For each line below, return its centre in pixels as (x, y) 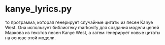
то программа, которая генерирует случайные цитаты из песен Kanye (79, 22)
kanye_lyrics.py (39, 9)
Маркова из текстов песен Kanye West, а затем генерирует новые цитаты (83, 32)
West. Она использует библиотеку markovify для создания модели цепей (82, 27)
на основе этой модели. (31, 38)
